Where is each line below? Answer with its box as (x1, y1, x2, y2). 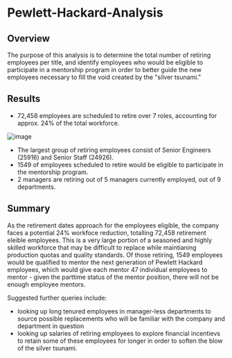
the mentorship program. (17, 168, 89, 176)
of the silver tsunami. (17, 343, 78, 352)
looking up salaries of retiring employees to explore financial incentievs (17, 329, 220, 337)
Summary (7, 203, 51, 214)
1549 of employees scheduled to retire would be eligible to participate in (17, 160, 224, 169)
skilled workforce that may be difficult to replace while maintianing (7, 243, 197, 251)
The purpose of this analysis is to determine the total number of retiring (7, 51, 211, 59)
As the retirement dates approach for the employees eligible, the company (7, 221, 220, 230)
